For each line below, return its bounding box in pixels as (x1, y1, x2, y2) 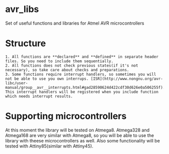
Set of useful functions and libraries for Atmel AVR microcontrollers (5, 20, 144, 26)
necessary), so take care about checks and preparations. (5, 67, 129, 72)
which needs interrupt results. (5, 94, 73, 99)
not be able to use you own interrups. (5, 76, 89, 81)
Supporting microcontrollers (5, 110, 127, 122)
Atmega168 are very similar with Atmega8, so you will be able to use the (5, 132, 154, 138)
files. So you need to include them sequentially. (5, 59, 114, 64)
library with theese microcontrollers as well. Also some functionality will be (5, 137, 160, 143)
